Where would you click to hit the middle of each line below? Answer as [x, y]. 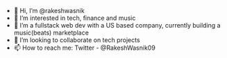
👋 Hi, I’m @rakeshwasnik [49, 11]
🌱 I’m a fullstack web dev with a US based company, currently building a [117, 25]
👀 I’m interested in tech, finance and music [75, 18]
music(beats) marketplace [51, 32]
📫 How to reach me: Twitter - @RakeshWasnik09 [85, 48]
